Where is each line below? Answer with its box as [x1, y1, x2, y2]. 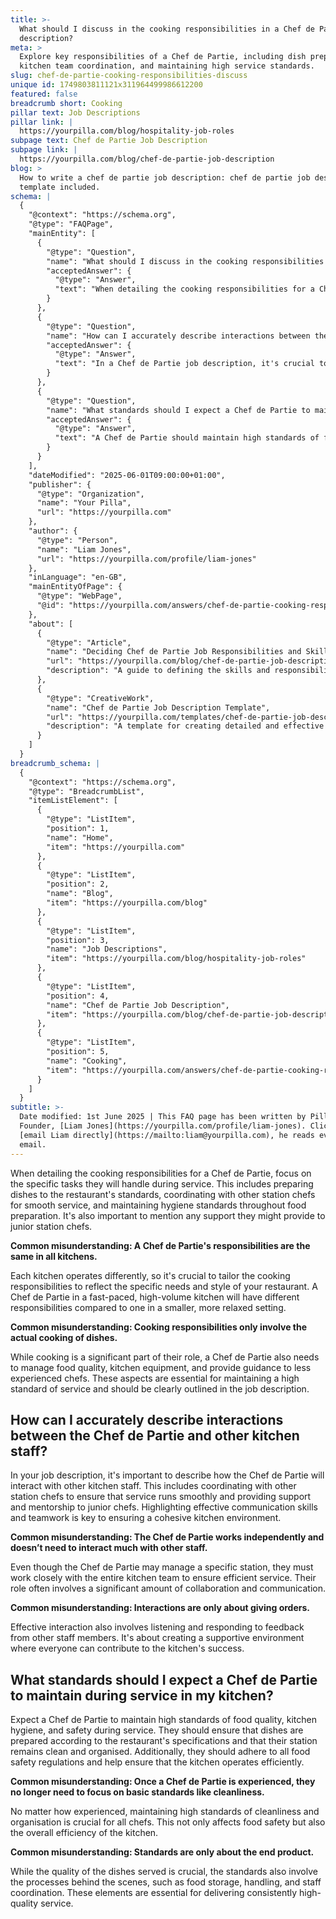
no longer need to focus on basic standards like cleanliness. [10, 1786, 265, 1798]
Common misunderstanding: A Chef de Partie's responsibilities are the [10, 1239, 311, 1251]
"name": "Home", [46, 832, 114, 843]
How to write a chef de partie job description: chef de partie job [19, 172, 311, 183]
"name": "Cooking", [46, 1056, 128, 1066]
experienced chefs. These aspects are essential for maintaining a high [10, 1372, 300, 1384]
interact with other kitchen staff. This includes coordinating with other [10, 1480, 297, 1492]
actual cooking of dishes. [10, 1331, 118, 1343]
